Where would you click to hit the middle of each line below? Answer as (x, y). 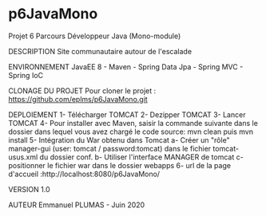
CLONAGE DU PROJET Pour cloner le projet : (82, 90)
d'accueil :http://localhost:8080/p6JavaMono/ (84, 174)
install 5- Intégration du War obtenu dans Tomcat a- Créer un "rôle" (119, 139)
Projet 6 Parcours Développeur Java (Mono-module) (95, 36)
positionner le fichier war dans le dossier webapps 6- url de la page (120, 165)
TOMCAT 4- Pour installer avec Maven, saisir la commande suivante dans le (133, 123)
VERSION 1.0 (29, 189)
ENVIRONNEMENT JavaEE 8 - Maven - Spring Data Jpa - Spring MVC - (126, 67)
